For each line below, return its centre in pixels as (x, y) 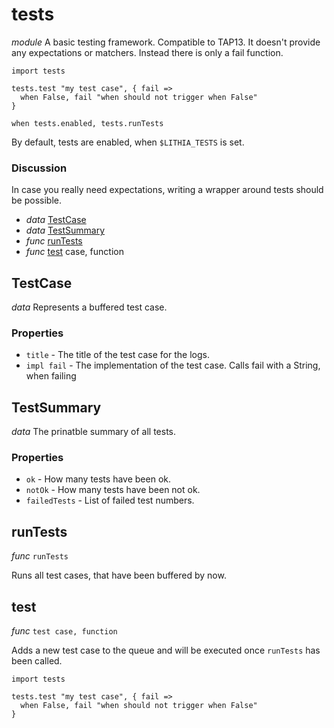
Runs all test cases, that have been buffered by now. (119, 575)
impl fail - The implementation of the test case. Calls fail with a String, (173, 365)
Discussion (39, 168)
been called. (37, 661)
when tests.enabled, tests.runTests (87, 123)
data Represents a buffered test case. (89, 307)
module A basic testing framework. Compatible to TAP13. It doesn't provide (166, 42)
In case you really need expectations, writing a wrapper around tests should (167, 190)
